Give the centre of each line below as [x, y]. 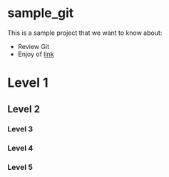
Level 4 [20, 149]
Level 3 [20, 129]
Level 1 [28, 83]
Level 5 [20, 167]
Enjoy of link [36, 54]
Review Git [34, 46]
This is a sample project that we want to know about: [85, 33]
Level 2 [24, 109]
